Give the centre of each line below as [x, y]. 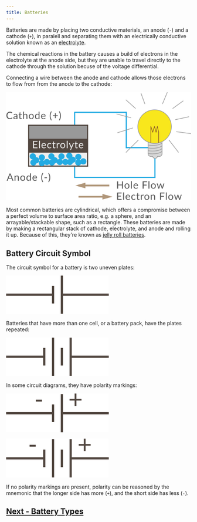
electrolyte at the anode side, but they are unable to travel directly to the [93, 60]
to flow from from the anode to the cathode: [59, 84]
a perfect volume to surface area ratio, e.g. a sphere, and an [79, 216]
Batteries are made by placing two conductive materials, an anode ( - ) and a [97, 30]
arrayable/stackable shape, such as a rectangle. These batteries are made [96, 223]
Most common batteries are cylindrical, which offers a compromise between [98, 210]
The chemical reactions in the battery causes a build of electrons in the [92, 53]
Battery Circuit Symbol [48, 253]
